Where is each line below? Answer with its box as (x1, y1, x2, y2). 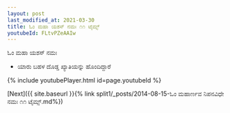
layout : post (7, 10, 45, 17)
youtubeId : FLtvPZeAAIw (7, 29, 76, 37)
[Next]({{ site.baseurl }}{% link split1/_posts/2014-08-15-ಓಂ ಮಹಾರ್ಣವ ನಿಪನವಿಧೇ (7, 89, 224, 98)
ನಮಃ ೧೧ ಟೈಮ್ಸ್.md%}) (7, 98, 64, 106)
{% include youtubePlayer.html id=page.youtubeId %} (7, 76, 162, 85)
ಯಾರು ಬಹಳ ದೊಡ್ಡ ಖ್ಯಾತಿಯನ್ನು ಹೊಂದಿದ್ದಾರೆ (17, 62, 111, 71)
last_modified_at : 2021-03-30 (7, 17, 95, 24)
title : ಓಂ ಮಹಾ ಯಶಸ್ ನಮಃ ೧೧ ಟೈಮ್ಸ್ (7, 23, 100, 30)
